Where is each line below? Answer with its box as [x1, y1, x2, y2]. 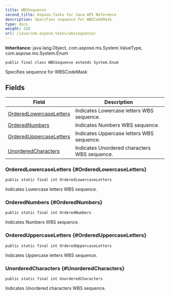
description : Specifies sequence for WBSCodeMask [5, 17, 112, 22]
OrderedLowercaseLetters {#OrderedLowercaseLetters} [5, 165, 147, 173]
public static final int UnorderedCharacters [5, 276, 103, 281]
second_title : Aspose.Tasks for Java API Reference [5, 12, 116, 17]
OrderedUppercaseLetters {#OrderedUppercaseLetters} [5, 232, 147, 239]
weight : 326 [5, 26, 30, 31]
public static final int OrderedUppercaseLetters [5, 243, 112, 248]
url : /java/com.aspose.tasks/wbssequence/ [5, 31, 96, 36]
